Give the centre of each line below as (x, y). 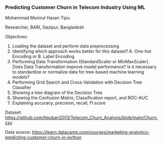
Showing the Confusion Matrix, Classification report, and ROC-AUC (80, 98)
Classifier (22, 88)
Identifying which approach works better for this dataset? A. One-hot (82, 51)
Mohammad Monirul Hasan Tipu (37, 18)
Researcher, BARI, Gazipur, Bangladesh (45, 27)
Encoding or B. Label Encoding (43, 56)
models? (21, 77)
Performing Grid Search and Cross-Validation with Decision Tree (77, 82)
